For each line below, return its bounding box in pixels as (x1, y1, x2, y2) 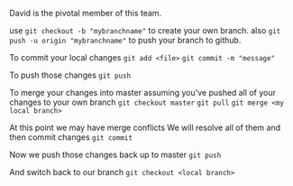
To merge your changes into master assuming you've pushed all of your (9, 88, 277, 98)
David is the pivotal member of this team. (9, 8, 162, 18)
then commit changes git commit (9, 132, 133, 143)
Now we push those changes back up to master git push (9, 149, 222, 160)
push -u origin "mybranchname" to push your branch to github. (9, 35, 242, 45)
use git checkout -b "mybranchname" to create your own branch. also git (9, 25, 281, 35)
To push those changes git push (9, 70, 132, 80)
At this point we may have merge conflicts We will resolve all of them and (9, 122, 281, 133)
